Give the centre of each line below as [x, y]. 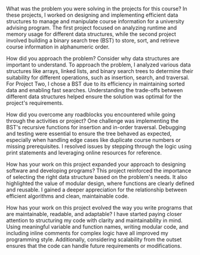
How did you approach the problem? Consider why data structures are [93, 58]
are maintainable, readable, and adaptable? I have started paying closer [94, 214]
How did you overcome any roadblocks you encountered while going [91, 114]
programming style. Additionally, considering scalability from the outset [94, 239]
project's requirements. [35, 103]
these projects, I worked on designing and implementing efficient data [92, 15]
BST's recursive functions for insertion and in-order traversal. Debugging [96, 127]
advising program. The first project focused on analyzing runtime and [92, 28]
